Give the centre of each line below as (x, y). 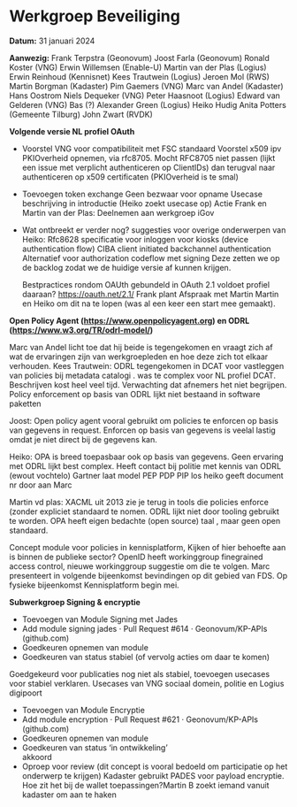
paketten (25, 403)
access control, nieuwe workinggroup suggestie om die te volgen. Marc (140, 566)
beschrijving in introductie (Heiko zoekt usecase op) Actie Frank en (144, 203)
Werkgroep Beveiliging (95, 16)
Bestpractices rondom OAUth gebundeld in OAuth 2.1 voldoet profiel (146, 284)
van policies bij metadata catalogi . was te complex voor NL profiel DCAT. (143, 375)
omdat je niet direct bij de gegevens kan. (83, 439)
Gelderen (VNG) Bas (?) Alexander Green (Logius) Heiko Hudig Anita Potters (148, 104)
